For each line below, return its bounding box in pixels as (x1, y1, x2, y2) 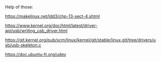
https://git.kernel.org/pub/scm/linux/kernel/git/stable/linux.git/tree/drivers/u (5, 37, 156, 43)
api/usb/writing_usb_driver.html (5, 28, 68, 33)
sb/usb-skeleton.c (5, 42, 42, 48)
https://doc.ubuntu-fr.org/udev (5, 51, 66, 57)
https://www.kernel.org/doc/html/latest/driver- (5, 23, 98, 28)
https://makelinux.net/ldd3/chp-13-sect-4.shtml (5, 13, 100, 19)
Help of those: (5, 4, 33, 10)
